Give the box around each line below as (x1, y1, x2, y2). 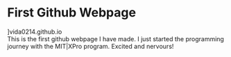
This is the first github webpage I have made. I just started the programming (7, 34, 224, 43)
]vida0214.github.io (7, 27, 62, 36)
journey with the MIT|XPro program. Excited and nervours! (7, 42, 174, 50)
